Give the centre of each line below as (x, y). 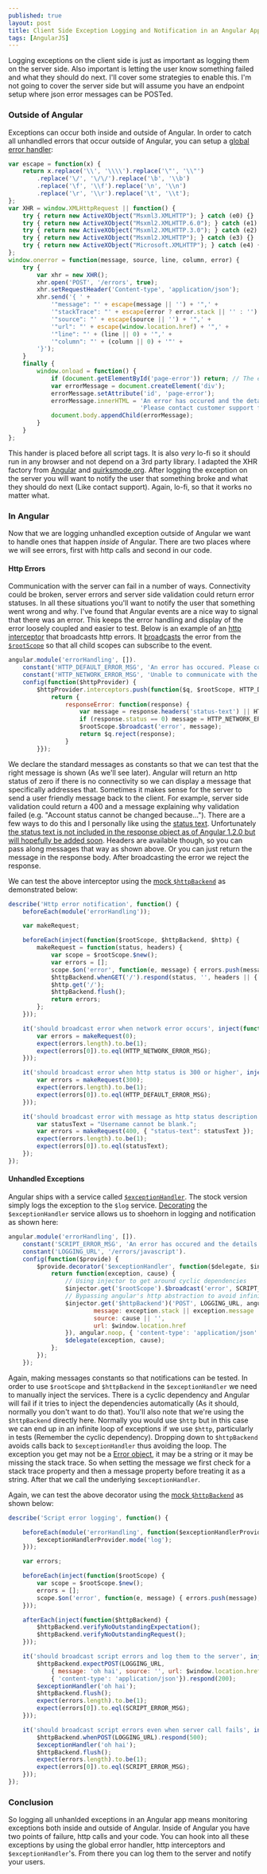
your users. (27, 1862)
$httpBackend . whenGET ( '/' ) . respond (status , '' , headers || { (154, 977)
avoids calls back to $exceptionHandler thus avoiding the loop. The (118, 1446)
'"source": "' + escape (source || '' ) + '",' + (131, 319)
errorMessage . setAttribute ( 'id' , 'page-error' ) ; (133, 393)
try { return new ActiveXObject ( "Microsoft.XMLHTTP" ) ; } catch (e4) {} (143, 245)
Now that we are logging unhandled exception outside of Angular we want (130, 534)
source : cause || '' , (129, 1318)
